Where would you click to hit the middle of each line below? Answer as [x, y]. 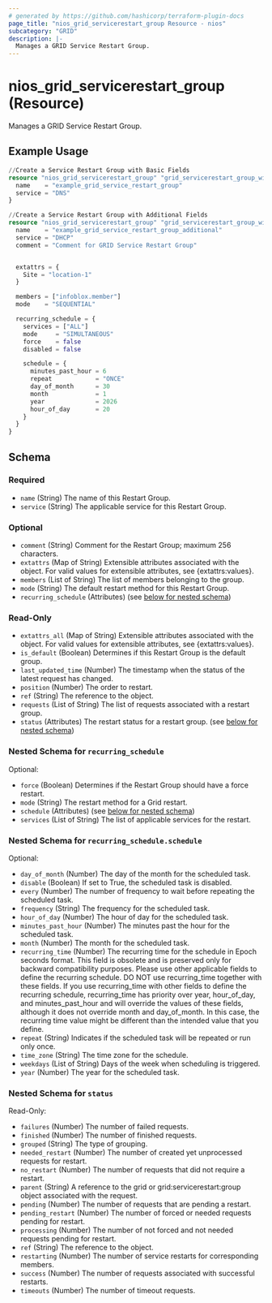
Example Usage [49, 151]
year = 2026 [73, 401]
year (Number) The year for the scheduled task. [100, 1072]
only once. [38, 1046]
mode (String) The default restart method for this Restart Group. [124, 589]
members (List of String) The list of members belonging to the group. [132, 580]
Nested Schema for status [61, 1093]
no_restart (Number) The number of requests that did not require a [132, 1170]
